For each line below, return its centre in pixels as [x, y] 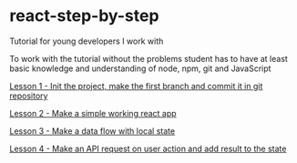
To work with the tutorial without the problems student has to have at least [149, 58]
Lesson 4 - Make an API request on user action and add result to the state [148, 148]
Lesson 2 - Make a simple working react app [93, 113]
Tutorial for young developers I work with [87, 41]
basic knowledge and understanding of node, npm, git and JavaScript [140, 68]
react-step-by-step [84, 16]
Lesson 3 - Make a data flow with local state [92, 131]
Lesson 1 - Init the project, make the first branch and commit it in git [136, 86]
